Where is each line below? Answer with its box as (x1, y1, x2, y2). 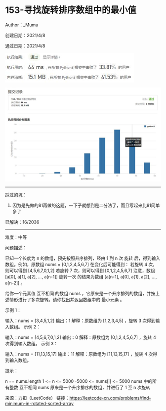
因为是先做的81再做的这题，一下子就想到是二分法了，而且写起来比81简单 (12, 202, 160, 208)
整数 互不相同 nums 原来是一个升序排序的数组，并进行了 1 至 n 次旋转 (9, 384, 151, 391)
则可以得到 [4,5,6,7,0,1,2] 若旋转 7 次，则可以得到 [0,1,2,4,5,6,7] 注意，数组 (5, 268, 156, 274)
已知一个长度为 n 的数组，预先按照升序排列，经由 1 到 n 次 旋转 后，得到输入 (5, 255, 161, 261)
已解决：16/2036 (5, 219, 40, 225)
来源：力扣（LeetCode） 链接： (5, 395, 70, 401)
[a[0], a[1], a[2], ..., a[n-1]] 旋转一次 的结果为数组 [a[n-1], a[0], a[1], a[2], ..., (5, 274, 157, 280)
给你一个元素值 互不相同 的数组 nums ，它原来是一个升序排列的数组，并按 (5, 290, 156, 297)
